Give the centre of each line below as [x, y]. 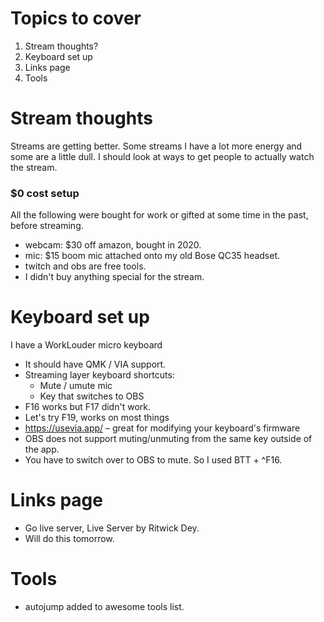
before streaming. [47, 226]
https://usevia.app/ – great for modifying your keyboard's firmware [162, 428]
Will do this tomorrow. [69, 539]
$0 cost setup [45, 193]
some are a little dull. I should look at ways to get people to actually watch [162, 156]
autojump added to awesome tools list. [104, 606]
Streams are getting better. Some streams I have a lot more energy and [156, 146]
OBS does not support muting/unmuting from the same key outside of [168, 439]
